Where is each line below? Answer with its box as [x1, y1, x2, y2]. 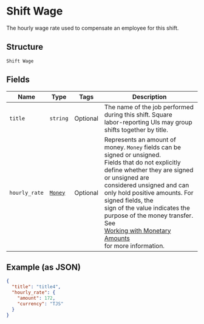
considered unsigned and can [104, 181, 189, 189]
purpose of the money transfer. [104, 211, 193, 220]
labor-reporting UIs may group [104, 118, 192, 126]
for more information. [104, 241, 165, 250]
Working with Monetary [104, 226, 171, 235]
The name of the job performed [104, 103, 194, 111]
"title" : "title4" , [12, 284, 61, 290]
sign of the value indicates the [104, 203, 190, 212]
